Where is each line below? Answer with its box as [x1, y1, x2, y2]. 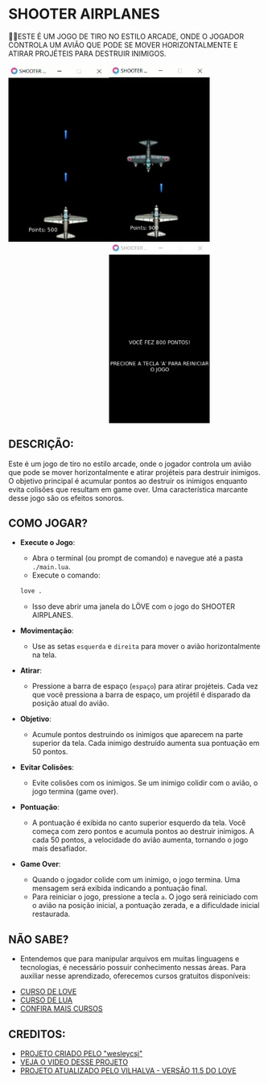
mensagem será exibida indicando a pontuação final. [31, 884, 208, 893]
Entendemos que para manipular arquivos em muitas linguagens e [19, 954, 240, 964]
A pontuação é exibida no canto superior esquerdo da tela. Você [31, 818, 246, 827]
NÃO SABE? [8, 932, 69, 946]
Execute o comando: [31, 570, 101, 581]
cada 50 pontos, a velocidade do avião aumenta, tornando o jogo [31, 835, 249, 845]
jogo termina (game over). [31, 787, 119, 797]
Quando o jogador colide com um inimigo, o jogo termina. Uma [31, 875, 241, 885]
